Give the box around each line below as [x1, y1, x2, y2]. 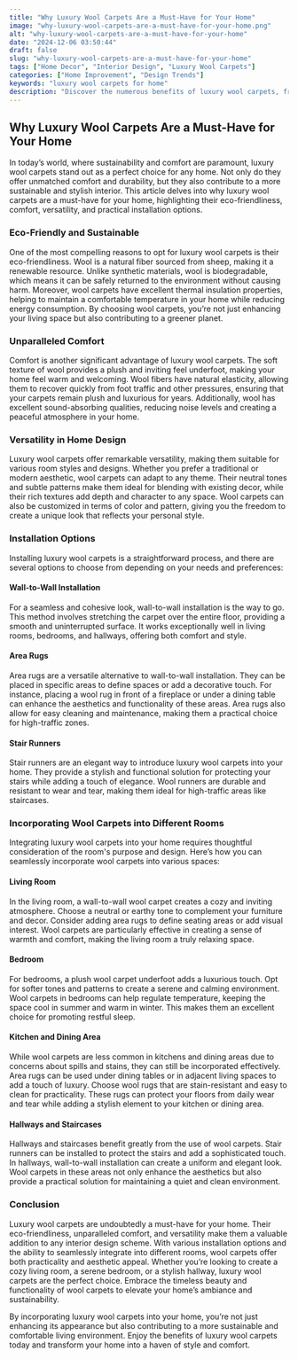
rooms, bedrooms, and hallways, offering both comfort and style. [9, 630, 247, 641]
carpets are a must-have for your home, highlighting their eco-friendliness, [9, 195, 283, 206]
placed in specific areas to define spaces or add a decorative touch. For [9, 679, 272, 690]
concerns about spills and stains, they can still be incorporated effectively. [9, 1061, 281, 1072]
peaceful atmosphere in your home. [9, 411, 140, 422]
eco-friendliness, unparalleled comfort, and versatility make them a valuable [9, 1228, 288, 1238]
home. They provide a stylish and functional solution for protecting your [9, 767, 271, 777]
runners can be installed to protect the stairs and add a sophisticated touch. [9, 1148, 286, 1159]
